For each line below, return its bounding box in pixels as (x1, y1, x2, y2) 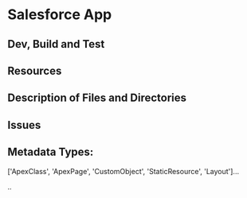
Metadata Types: (7, 146, 94, 159)
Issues (7, 118, 41, 132)
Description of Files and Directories (7, 91, 187, 105)
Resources (7, 64, 62, 77)
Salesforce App (7, 6, 112, 24)
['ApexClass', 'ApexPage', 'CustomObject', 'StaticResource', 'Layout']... (7, 166, 240, 176)
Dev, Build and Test (7, 37, 105, 51)
